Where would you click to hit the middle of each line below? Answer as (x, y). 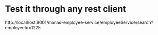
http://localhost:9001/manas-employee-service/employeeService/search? (79, 22)
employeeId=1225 (23, 27)
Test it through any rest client (66, 9)
